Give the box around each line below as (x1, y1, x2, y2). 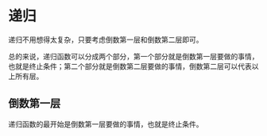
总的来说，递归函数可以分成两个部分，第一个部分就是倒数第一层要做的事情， (8, 51, 259, 61)
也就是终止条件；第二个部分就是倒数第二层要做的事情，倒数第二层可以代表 (8, 61, 252, 71)
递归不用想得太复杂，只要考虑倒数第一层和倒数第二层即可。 (8, 35, 203, 44)
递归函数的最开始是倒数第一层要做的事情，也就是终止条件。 (8, 119, 203, 129)
